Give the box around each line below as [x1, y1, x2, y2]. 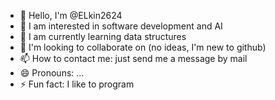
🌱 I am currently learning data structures [19, 31, 187, 42]
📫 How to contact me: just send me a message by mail [19, 53, 248, 64]
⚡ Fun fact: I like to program [19, 78, 135, 90]
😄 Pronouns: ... [19, 67, 85, 79]
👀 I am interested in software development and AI [19, 20, 223, 32]
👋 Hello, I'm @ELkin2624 [19, 10, 123, 21]
